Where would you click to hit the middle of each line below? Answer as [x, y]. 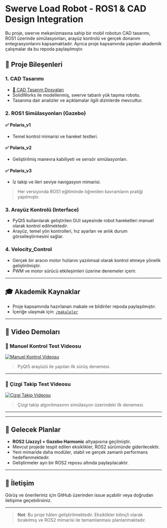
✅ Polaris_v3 [19, 170]
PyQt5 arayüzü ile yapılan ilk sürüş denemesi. [64, 367]
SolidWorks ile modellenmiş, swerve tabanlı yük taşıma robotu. [76, 95]
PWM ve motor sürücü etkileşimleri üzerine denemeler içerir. [74, 271]
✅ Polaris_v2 [18, 148]
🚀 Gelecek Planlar [33, 430]
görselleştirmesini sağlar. [38, 237]
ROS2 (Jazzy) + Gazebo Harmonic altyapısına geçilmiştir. [72, 442]
